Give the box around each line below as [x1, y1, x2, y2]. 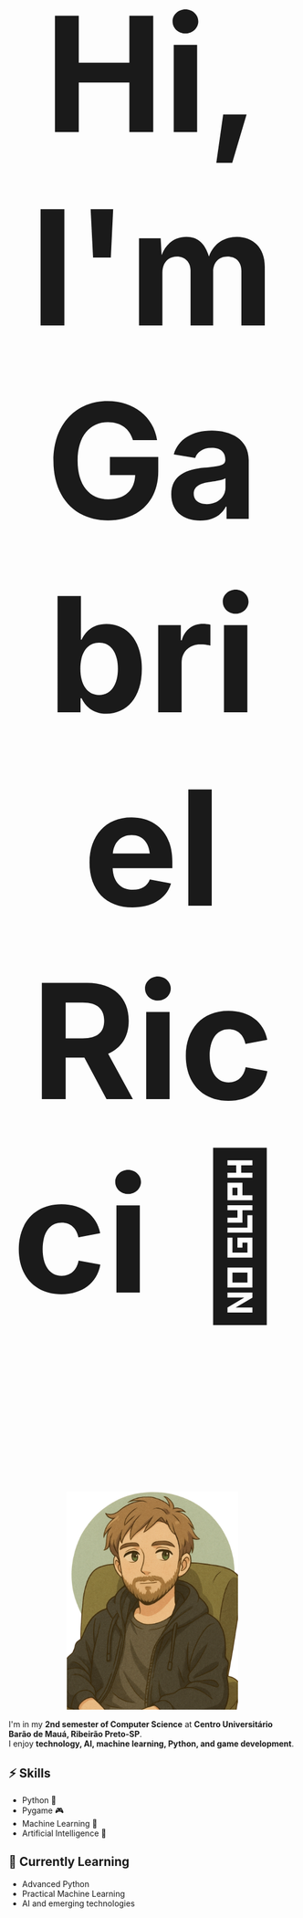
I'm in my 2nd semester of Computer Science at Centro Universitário [8, 1719, 273, 1730]
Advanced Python [21, 1878, 90, 1889]
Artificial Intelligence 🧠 [21, 1828, 107, 1839]
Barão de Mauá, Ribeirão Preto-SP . [8, 1729, 142, 1740]
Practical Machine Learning [21, 1888, 125, 1899]
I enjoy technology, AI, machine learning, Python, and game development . [8, 1738, 294, 1749]
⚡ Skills [8, 1766, 51, 1781]
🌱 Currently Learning [8, 1854, 130, 1870]
